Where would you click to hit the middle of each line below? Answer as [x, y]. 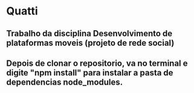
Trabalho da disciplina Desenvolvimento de [89, 34]
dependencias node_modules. [65, 82]
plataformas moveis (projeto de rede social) [90, 43]
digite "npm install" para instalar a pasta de [90, 73]
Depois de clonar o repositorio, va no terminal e [97, 63]
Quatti [22, 11]
